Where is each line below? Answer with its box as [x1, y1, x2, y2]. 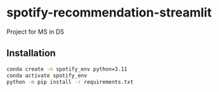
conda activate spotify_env [6, 72, 88, 79]
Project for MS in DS [6, 27, 65, 36]
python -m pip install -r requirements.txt [6, 78, 134, 85]
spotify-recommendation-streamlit [6, 5, 212, 21]
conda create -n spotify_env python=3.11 [6, 65, 128, 73]
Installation [6, 47, 56, 59]
